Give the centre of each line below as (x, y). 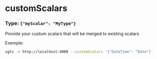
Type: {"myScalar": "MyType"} (41, 24)
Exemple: (14, 43)
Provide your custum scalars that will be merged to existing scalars (72, 34)
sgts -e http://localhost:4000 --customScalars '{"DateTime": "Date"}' (79, 52)
